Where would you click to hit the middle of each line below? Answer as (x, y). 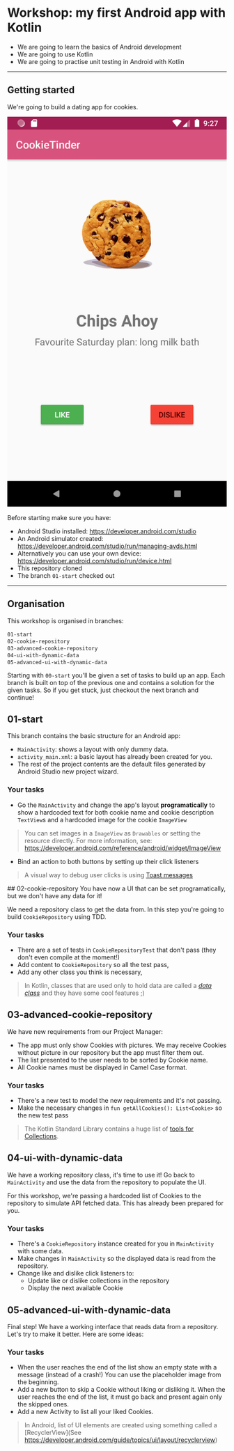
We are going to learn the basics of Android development (100, 47)
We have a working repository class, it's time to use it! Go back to (101, 1175)
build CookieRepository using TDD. (57, 916)
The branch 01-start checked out (66, 575)
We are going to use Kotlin (55, 54)
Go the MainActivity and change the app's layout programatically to (116, 805)
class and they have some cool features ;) (84, 993)
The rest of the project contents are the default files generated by (111, 764)
